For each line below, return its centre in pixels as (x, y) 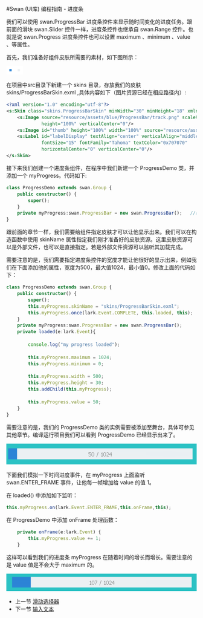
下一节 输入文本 (34, 609)
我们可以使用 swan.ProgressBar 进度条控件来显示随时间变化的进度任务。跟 (99, 22)
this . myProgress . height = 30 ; (66, 383)
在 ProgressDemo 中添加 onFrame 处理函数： (63, 520)
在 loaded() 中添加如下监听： (42, 495)
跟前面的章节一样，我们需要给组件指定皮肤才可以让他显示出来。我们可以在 (99, 232)
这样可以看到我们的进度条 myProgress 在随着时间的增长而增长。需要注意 (97, 557)
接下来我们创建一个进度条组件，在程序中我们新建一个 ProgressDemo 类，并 (100, 168)
